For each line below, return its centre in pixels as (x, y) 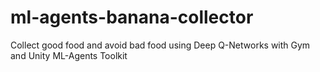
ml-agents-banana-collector (132, 17)
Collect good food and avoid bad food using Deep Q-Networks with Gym (160, 45)
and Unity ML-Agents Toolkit (69, 55)
